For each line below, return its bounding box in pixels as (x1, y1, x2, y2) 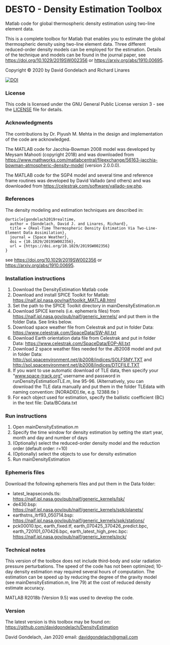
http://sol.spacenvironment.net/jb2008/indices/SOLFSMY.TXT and (12, 357, 152, 363)
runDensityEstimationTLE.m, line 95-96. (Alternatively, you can (12, 378, 144, 384)
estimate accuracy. (5, 585, 45, 591)
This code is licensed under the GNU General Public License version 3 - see (5, 101, 164, 107)
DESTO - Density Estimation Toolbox (5, 4, 162, 15)
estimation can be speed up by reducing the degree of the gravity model (5, 574, 157, 580)
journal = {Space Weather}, (10, 235, 70, 240)
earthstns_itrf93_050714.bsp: (12, 512, 74, 518)
